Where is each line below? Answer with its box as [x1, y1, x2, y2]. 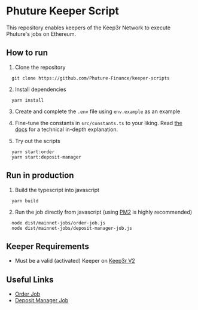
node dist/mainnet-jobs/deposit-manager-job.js [11, 225, 133, 231]
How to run [6, 48, 48, 58]
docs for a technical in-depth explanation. [14, 126, 118, 133]
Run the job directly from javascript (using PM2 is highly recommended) [14, 208, 193, 215]
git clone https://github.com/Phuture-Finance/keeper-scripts [11, 75, 170, 81]
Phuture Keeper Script [6, 4, 120, 18]
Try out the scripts [14, 137, 61, 144]
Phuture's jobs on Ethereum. [6, 30, 77, 37]
